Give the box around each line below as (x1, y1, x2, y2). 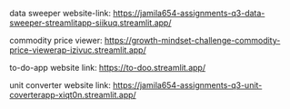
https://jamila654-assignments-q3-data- (113, 8, 265, 18)
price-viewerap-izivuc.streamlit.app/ (9, 45, 147, 55)
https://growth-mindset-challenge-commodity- (104, 35, 281, 45)
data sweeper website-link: (9, 8, 112, 18)
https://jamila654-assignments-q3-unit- (112, 80, 263, 90)
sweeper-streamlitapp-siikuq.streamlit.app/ (9, 17, 172, 28)
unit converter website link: (9, 80, 112, 90)
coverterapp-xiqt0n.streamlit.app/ (9, 90, 136, 100)
